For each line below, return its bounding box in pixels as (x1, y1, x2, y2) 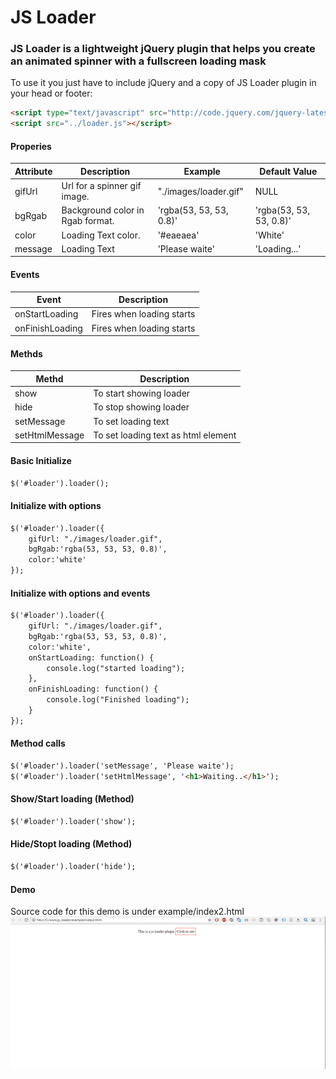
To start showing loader (93, 387, 191, 400)
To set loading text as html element (93, 429, 237, 441)
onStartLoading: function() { (28, 652, 155, 663)
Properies (10, 140, 52, 152)
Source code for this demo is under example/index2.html (10, 906, 245, 918)
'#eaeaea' (157, 229, 200, 241)
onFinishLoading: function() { (28, 684, 159, 695)
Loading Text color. (61, 229, 141, 241)
